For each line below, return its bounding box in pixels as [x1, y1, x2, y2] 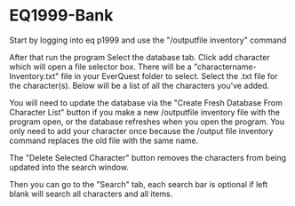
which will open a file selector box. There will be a [9, 61, 193, 72]
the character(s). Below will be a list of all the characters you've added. [9, 80, 270, 91]
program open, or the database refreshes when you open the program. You [9, 116, 285, 127]
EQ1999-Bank [9, 5, 114, 26]
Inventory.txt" [9, 70, 60, 81]
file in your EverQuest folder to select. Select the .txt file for [60, 70, 278, 81]
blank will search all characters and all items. [9, 188, 173, 199]
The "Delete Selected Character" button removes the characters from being [9, 152, 287, 162]
